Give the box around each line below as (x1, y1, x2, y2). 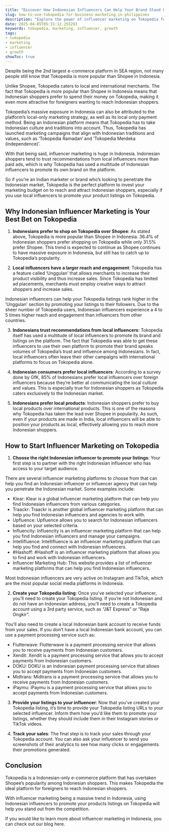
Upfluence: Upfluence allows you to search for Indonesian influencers (12, 517, 158, 523)
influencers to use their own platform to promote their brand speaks (12, 343, 153, 349)
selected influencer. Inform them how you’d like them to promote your (12, 710, 157, 716)
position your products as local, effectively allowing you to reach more (12, 421, 158, 428)
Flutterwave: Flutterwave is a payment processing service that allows (12, 642, 156, 647)
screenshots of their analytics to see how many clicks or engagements (12, 741, 159, 747)
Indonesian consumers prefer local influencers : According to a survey (12, 369, 161, 375)
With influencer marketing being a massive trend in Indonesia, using (5, 795, 146, 801)
